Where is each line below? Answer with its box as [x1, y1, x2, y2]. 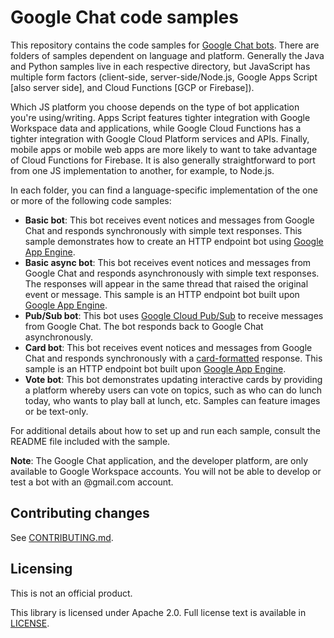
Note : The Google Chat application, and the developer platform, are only [10, 454, 309, 466]
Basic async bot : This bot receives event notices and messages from [24, 256, 312, 268]
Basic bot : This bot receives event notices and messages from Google [24, 214, 315, 226]
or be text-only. [24, 405, 89, 417]
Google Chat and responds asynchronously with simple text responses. [24, 267, 320, 279]
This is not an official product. [10, 587, 133, 599]
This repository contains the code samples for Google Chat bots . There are [10, 39, 320, 51]
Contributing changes [10, 505, 150, 522]
